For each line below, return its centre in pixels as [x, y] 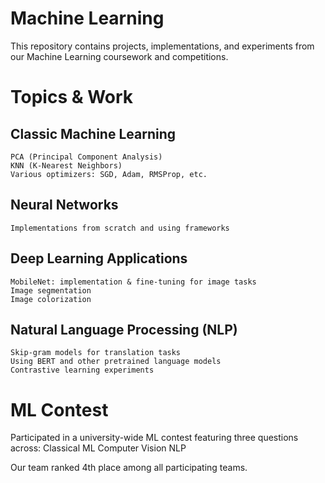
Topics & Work [72, 97]
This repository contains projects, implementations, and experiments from [162, 46]
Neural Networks [64, 205]
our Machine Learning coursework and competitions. [119, 56]
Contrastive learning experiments [82, 370]
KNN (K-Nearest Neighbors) [66, 165]
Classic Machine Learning [93, 133]
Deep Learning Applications [99, 258]
